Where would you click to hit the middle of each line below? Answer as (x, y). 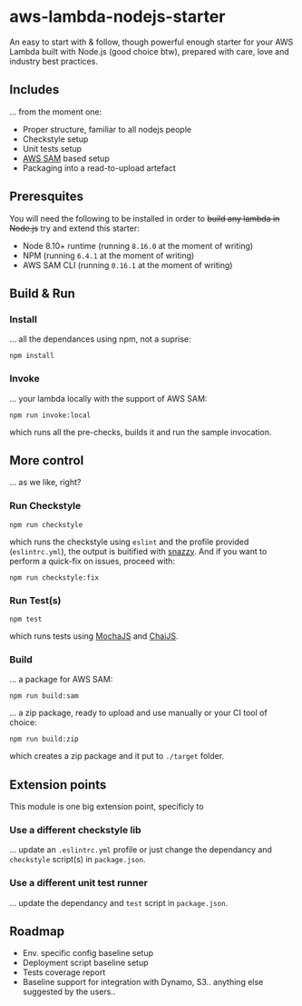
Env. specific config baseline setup (88, 953)
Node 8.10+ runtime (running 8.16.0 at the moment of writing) (138, 245)
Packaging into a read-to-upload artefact (99, 168)
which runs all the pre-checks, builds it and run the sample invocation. (141, 432)
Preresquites (47, 197)
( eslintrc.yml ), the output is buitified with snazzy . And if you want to (138, 551)
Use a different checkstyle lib (75, 830)
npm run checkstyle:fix (54, 578)
